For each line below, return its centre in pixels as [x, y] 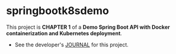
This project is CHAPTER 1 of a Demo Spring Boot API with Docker [88, 27]
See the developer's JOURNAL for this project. [71, 45]
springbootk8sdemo [58, 11]
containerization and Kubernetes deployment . [64, 33]
